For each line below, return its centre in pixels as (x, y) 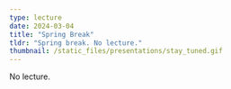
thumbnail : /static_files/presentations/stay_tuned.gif (116, 51)
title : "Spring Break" (52, 34)
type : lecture (36, 18)
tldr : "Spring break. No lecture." (76, 43)
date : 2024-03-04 (42, 26)
